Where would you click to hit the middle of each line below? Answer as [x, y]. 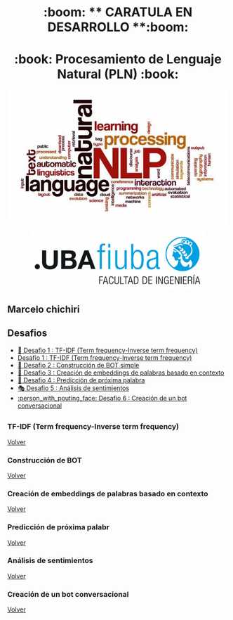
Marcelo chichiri [44, 310]
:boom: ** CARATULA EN [118, 12]
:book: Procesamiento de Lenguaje [118, 59]
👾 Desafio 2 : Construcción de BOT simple [78, 365]
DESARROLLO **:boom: [118, 27]
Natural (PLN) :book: [118, 74]
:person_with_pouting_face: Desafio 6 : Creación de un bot [102, 398]
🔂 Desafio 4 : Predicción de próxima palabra [81, 380]
